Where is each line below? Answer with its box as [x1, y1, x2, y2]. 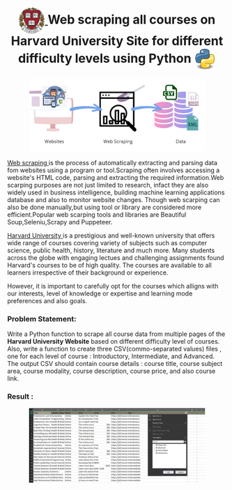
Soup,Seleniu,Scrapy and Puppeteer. [7, 218, 113, 227]
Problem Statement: [7, 314, 77, 323]
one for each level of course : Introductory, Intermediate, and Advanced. [7, 352, 215, 360]
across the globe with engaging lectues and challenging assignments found [7, 254, 224, 262]
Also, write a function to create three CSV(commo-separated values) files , [7, 345, 222, 353]
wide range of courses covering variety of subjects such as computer [7, 239, 208, 247]
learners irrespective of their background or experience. [7, 268, 169, 277]
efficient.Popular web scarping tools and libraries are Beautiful [7, 210, 187, 219]
